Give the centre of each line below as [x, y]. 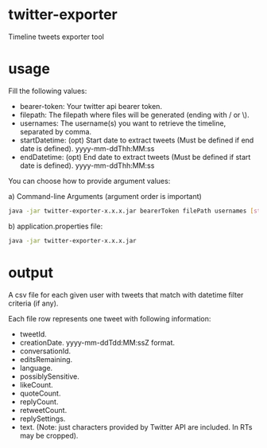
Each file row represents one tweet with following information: [110, 318]
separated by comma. [56, 131]
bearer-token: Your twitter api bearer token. [91, 106]
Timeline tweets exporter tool [56, 37]
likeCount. [36, 384]
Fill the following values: [48, 91]
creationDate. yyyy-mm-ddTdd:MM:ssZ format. [97, 342]
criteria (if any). [33, 303]
